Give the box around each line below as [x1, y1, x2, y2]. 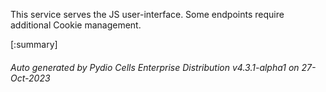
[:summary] [10, 39, 58, 50]
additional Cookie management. [10, 19, 142, 31]
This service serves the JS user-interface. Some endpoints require [10, 9, 285, 20]
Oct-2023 [10, 72, 51, 84]
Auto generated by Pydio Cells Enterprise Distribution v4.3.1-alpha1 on [10, 61, 300, 73]
